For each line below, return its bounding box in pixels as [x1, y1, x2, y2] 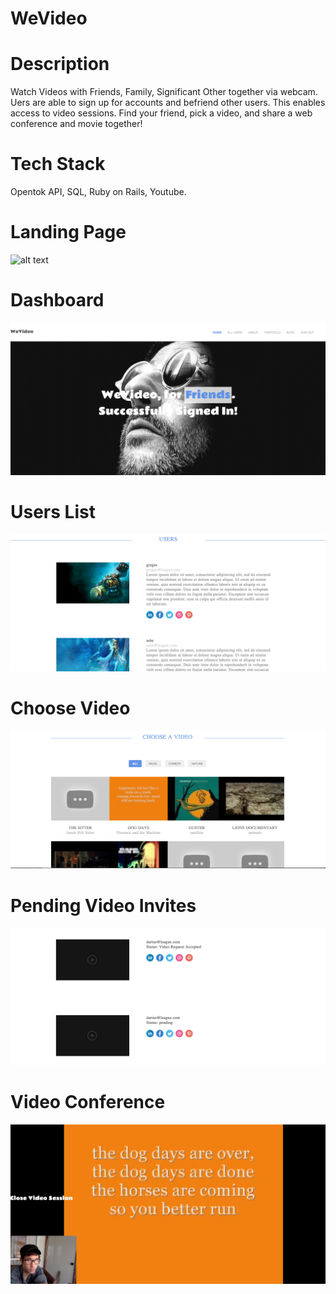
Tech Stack [10, 153, 106, 176]
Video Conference [10, 1091, 166, 1114]
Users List [10, 501, 96, 524]
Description [10, 53, 110, 76]
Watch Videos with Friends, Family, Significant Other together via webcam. [10, 86, 318, 98]
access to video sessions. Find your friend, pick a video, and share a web [10, 107, 313, 119]
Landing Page [10, 221, 127, 244]
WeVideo [10, 7, 88, 30]
